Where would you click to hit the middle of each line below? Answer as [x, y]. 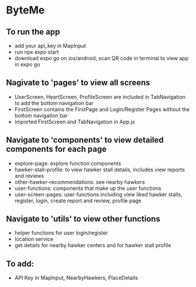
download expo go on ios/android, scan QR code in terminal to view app [102, 58]
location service [34, 239]
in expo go [27, 64]
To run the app [33, 32]
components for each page [56, 149]
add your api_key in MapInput [50, 46]
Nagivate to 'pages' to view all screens [78, 83]
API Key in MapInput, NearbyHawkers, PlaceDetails [76, 278]
